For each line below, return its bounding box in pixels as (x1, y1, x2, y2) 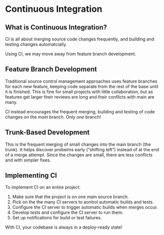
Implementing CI (5, 171, 57, 180)
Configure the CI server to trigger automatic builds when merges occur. (12, 204, 158, 210)
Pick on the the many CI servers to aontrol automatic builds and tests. (12, 199, 154, 205)
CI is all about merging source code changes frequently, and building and (5, 36, 155, 42)
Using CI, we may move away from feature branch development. (5, 51, 136, 57)
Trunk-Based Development (5, 128, 90, 136)
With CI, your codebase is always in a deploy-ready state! (5, 224, 123, 230)
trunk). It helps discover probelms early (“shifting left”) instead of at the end (5, 146, 160, 152)
